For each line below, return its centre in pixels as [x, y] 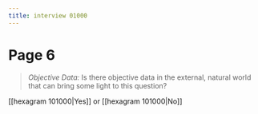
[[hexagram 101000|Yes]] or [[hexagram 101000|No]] [95, 101]
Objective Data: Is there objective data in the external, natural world [139, 77]
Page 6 [32, 55]
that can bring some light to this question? [97, 85]
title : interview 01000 [48, 16]
